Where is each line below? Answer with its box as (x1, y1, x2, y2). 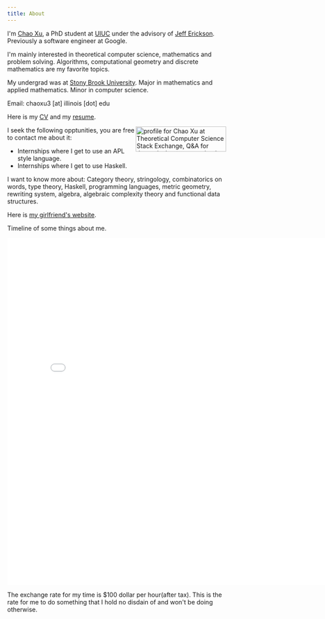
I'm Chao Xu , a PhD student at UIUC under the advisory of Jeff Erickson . (7, 29, 215, 37)
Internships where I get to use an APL (17, 146, 125, 155)
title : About (7, 10, 45, 17)
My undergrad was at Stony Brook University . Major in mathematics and (7, 78, 213, 87)
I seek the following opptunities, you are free (7, 126, 135, 134)
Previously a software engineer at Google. (7, 36, 127, 45)
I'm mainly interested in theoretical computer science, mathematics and (7, 50, 212, 58)
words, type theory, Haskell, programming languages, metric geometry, (7, 182, 212, 191)
